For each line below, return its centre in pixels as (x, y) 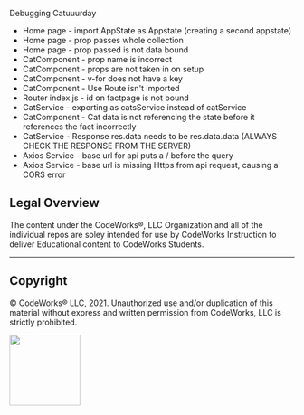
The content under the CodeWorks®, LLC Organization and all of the (137, 224)
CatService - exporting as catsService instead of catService (134, 107)
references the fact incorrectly (79, 127)
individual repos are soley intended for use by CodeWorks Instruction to (143, 234)
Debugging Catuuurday (53, 13)
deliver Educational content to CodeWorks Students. (107, 244)
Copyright (38, 281)
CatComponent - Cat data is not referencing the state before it (138, 117)
